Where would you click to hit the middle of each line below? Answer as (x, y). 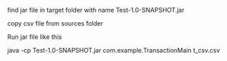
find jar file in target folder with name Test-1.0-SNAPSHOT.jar (96, 10)
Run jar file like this (34, 37)
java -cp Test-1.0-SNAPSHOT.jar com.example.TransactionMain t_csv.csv (113, 50)
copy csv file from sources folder (55, 23)
